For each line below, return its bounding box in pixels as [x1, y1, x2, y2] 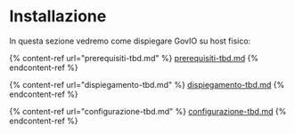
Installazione [9, 6, 107, 27]
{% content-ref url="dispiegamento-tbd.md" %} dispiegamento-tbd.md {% [9, 79, 285, 90]
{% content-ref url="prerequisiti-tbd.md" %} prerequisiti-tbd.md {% [9, 52, 258, 63]
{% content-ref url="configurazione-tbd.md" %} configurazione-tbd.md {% [9, 106, 287, 116]
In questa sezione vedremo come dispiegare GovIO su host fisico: [9, 35, 251, 46]
